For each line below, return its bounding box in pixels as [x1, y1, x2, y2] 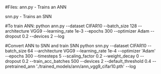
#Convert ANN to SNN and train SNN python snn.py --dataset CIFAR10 [5, 43, 147, 48]
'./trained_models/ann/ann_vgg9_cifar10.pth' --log [36, 63, 136, 69]
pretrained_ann [5, 63, 36, 69]
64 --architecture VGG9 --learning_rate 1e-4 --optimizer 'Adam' [27, 48, 156, 54]
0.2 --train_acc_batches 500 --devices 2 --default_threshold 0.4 [21, 58, 152, 64]
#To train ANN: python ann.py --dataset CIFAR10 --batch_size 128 [5, 23, 137, 29]
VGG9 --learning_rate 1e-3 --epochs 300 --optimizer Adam [30, 28, 150, 34]
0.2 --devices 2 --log [21, 34, 65, 39]
